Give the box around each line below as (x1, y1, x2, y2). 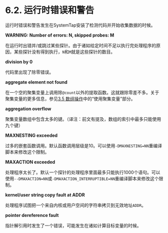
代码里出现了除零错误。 (5, 69, 54, 75)
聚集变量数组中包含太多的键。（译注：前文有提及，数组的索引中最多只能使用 (5, 116, 161, 122)
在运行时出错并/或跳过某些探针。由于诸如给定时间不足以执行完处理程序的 (5, 42, 156, 48)
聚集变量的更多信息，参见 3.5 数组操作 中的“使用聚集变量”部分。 (5, 96, 135, 102)
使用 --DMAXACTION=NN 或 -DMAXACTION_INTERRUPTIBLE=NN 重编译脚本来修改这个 (5, 175, 159, 181)
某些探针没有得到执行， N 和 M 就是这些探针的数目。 (14, 49, 115, 55)
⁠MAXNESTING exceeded (5, 132, 58, 138)
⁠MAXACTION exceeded (5, 159, 55, 165)
